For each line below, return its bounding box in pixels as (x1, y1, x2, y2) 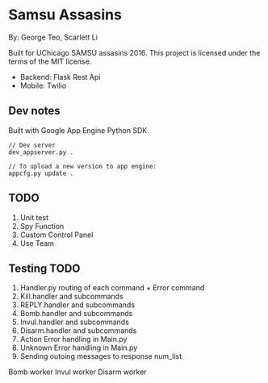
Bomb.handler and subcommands (19, 309, 133, 318)
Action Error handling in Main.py (19, 335, 128, 344)
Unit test (19, 212, 48, 223)
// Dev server (8, 141, 57, 149)
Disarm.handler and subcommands (19, 326, 137, 335)
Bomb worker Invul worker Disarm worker (8, 367, 147, 377)
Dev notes (8, 104, 61, 118)
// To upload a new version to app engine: (8, 162, 157, 170)
